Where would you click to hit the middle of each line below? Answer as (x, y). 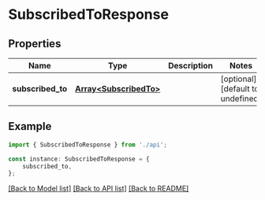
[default (235, 89)
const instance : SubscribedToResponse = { (79, 159)
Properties (35, 44)
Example (30, 126)
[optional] (239, 79)
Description (190, 66)
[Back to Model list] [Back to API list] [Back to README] (99, 189)
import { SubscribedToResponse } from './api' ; (88, 144)
